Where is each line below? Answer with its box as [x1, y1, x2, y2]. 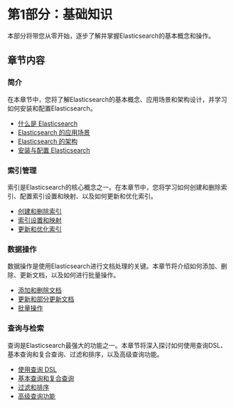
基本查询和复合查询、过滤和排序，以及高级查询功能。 [7, 350, 164, 359]
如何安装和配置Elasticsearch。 [7, 104, 97, 113]
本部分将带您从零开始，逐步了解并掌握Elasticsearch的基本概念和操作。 [7, 31, 215, 40]
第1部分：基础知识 [7, 6, 113, 23]
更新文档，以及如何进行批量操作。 [19, 271, 119, 279]
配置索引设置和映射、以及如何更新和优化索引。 [19, 192, 157, 200]
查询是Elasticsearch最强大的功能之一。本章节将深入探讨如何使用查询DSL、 [7, 341, 227, 349]
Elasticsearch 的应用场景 [17, 128, 90, 136]
